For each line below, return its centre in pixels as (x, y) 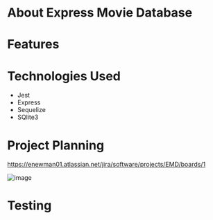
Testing (29, 206)
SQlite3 (28, 117)
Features (33, 45)
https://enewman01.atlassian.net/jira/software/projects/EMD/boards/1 (106, 165)
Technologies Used (64, 76)
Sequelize (32, 110)
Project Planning (56, 145)
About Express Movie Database (100, 13)
